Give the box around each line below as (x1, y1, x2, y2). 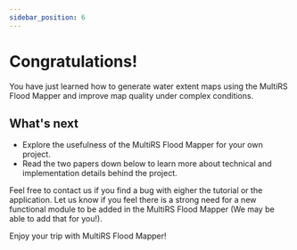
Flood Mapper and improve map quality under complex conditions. (9, 90, 254, 101)
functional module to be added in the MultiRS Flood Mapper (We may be (9, 204, 275, 214)
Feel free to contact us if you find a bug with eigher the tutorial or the (9, 185, 263, 196)
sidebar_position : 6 (9, 12, 87, 22)
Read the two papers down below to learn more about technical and (21, 158, 272, 169)
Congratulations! (9, 51, 138, 71)
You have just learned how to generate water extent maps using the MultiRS (9, 81, 288, 92)
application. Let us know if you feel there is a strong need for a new (9, 195, 257, 206)
